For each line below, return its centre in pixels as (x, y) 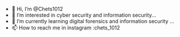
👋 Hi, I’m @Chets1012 (37, 9)
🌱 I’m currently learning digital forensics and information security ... (93, 21)
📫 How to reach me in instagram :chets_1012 (66, 28)
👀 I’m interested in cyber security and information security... (84, 15)
